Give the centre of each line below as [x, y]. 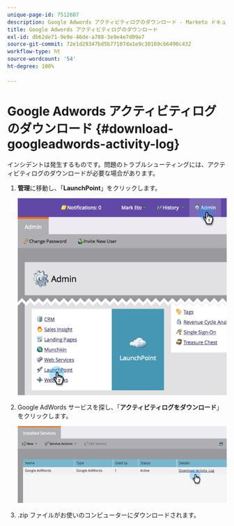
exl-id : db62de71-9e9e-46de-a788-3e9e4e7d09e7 [76, 37]
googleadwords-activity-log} [94, 144]
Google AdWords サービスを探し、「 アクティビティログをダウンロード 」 [120, 407]
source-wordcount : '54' [42, 59]
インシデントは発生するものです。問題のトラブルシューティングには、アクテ [117, 164]
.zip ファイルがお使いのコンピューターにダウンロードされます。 [109, 515]
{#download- [134, 129]
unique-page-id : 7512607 [43, 15]
